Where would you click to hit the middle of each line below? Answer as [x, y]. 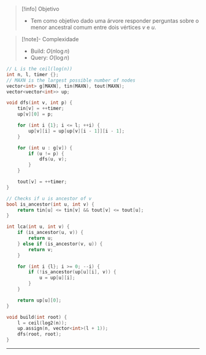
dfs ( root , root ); [40, 334]
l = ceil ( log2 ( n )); [42, 323]
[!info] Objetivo [40, 9]
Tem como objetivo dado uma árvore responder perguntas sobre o [115, 21]
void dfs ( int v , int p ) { [39, 103]
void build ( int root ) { [37, 317]
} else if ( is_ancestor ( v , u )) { [60, 244]
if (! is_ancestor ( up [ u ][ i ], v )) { [72, 272]
